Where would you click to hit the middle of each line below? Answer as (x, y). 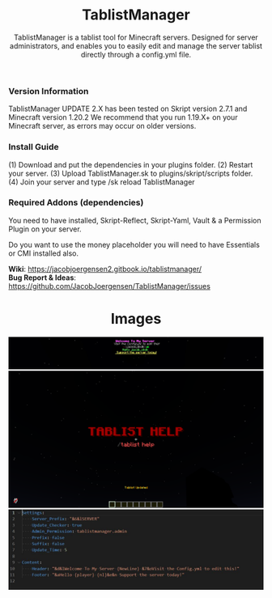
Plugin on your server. (45, 229)
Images (136, 319)
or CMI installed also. (44, 253)
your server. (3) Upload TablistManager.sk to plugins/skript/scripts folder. (131, 173)
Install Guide (34, 147)
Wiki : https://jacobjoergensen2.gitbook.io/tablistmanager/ (105, 269)
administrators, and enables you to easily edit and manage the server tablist (136, 45)
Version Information (49, 91)
